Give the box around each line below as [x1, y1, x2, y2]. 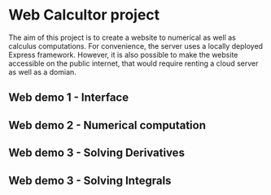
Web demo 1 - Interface [8, 91, 129, 105]
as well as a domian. [8, 67, 77, 76]
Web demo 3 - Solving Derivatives [8, 146, 186, 160]
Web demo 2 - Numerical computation [8, 118, 206, 132]
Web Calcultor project [8, 6, 160, 24]
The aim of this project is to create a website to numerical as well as [8, 32, 236, 42]
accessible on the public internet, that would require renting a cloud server [8, 58, 259, 68]
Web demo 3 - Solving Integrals [8, 173, 172, 188]
